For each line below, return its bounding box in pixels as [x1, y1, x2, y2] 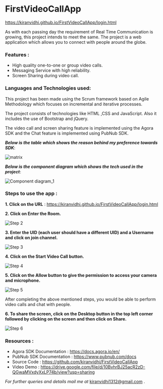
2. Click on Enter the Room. [5, 210, 61, 217]
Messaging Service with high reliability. [12, 68, 91, 73]
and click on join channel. [5, 235, 58, 240]
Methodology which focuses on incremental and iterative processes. [5, 101, 143, 107]
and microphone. [5, 277, 40, 283]
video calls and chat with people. [5, 301, 72, 307]
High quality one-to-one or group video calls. [12, 62, 103, 68]
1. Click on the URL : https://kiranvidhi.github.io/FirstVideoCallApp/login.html [5, 201, 158, 207]
